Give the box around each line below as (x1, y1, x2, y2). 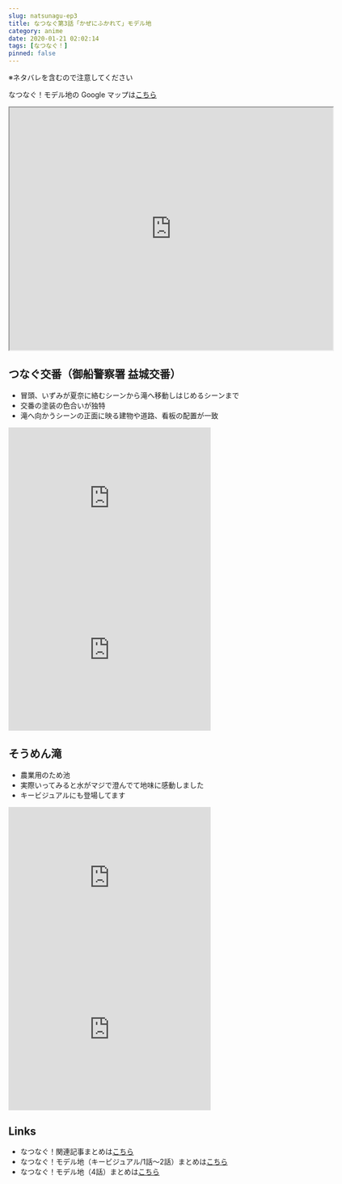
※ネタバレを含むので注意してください (8, 73, 133, 82)
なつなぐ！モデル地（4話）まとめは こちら (19, 1167, 160, 1177)
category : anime (8, 27, 63, 35)
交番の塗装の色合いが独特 (19, 400, 106, 410)
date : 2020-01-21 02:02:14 (8, 34, 99, 43)
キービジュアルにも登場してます (19, 790, 126, 800)
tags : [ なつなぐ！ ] (8, 42, 68, 50)
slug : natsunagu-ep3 (8, 11, 78, 20)
